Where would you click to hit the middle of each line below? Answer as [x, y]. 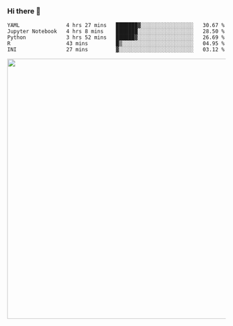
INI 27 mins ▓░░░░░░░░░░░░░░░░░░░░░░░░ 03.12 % [116, 50]
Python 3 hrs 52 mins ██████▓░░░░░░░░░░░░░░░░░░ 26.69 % [116, 37]
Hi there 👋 [24, 11]
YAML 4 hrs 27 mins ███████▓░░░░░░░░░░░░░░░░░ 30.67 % [116, 26]
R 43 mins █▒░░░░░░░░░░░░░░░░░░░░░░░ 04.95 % [116, 44]
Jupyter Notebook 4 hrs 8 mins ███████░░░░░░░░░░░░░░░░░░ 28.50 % [116, 32]
